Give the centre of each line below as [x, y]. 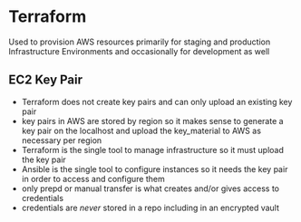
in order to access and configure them [93, 179]
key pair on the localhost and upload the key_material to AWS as [141, 130]
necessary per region [62, 140]
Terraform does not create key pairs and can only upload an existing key [157, 101]
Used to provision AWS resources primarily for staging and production [140, 42]
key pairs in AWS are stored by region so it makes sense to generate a [152, 121]
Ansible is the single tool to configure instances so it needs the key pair [155, 169]
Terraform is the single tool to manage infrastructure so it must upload [153, 150]
